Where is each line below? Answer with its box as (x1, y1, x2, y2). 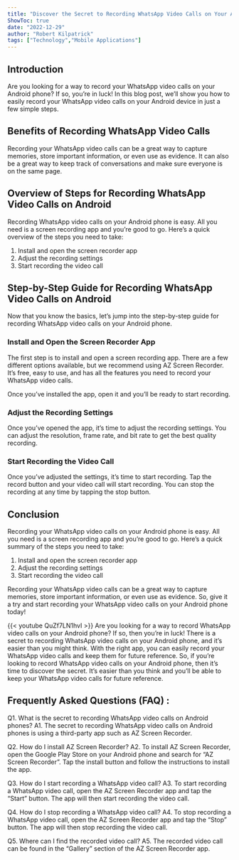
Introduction (7, 63, 64, 75)
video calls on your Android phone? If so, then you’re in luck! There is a (7, 629, 216, 638)
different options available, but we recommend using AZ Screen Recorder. (7, 360, 224, 370)
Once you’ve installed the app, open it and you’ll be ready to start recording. (7, 389, 231, 398)
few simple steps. (7, 104, 59, 113)
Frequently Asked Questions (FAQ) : (7, 694, 170, 707)
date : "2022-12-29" (7, 23, 65, 31)
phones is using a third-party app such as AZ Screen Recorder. (7, 729, 192, 737)
